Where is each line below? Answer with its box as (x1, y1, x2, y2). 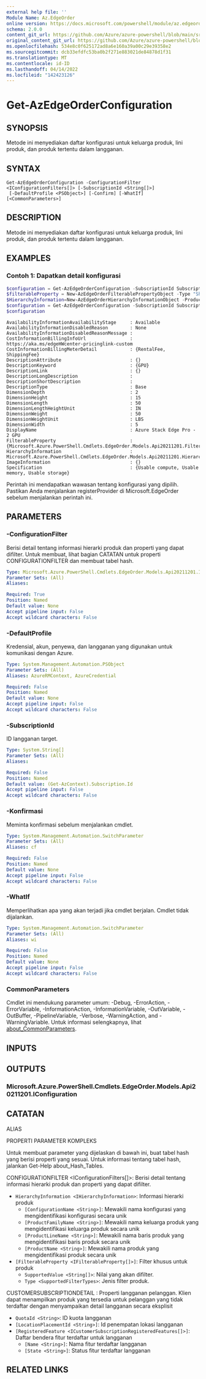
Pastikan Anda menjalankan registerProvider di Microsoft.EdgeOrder (6, 487, 179, 495)
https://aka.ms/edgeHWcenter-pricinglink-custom (6, 340, 133, 347)
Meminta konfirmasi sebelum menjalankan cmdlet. (6, 821, 134, 828)
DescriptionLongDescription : (6, 373, 133, 379)
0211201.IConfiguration (6, 1090, 78, 1098)
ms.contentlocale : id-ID (6, 60, 70, 66)
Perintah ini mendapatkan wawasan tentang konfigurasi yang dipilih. (6, 481, 179, 488)
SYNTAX (6, 163, 41, 174)
